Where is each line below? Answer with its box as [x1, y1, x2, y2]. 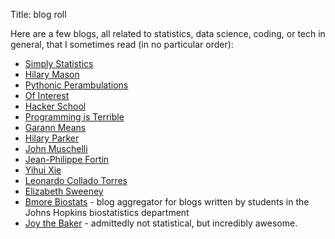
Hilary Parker [24, 132, 80, 144]
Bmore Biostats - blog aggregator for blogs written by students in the [24, 196, 310, 208]
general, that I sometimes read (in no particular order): [10, 39, 234, 50]
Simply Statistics [24, 58, 94, 69]
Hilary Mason [24, 69, 80, 80]
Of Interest [24, 90, 70, 101]
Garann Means [24, 122, 87, 133]
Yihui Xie [24, 164, 62, 176]
